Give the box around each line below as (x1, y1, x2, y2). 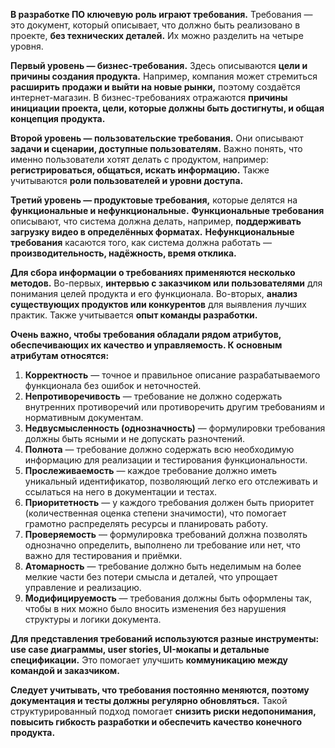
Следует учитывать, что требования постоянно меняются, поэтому (10, 684, 310, 696)
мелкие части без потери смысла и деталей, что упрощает (24, 571, 278, 583)
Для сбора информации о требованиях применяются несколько (10, 267, 296, 278)
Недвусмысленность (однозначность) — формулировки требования (24, 422, 326, 434)
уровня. (10, 40, 44, 52)
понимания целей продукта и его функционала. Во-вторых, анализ (10, 288, 298, 299)
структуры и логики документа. (24, 614, 162, 625)
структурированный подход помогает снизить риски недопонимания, (10, 705, 317, 717)
